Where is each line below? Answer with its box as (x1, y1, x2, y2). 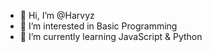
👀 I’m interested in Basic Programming (19, 20, 178, 32)
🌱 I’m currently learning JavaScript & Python (19, 31, 203, 42)
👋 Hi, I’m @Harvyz (19, 10, 95, 21)
